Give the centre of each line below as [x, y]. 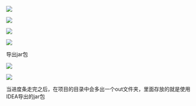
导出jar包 [17, 54]
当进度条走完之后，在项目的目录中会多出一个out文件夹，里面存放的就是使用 [98, 89]
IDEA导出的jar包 [26, 97]
